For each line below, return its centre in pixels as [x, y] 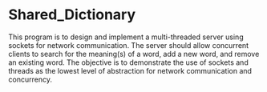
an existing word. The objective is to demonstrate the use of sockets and [128, 62]
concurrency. [30, 79]
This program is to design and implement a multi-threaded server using [126, 37]
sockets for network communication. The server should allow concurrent [129, 45]
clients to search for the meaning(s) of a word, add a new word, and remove [134, 54]
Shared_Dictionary [72, 15]
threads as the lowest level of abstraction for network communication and [130, 70]
